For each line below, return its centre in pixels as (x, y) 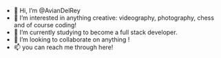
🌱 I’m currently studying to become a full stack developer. (95, 32)
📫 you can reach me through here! (63, 47)
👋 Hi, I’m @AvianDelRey (47, 11)
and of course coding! (45, 25)
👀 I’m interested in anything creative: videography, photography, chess (114, 18)
